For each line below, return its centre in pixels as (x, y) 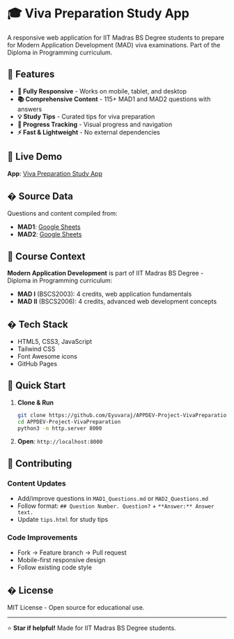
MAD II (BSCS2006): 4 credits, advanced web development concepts (117, 301)
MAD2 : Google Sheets (49, 234)
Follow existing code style (55, 567)
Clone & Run (36, 403)
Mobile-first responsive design (61, 560)
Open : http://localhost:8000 (60, 442)
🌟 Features (31, 74)
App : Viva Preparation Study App (55, 173)
